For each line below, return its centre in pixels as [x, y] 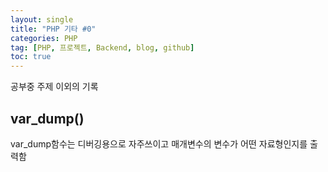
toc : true [31, 57]
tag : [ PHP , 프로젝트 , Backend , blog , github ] [102, 47]
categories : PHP [44, 38]
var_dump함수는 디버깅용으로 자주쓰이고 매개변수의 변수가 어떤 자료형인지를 [159, 143]
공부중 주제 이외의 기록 [54, 87]
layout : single [42, 19]
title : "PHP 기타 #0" [53, 29]
